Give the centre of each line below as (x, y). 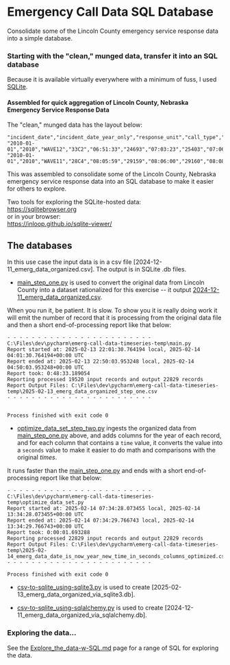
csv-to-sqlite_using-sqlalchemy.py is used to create (90, 608)
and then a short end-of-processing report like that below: (89, 325)
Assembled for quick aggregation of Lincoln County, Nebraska (98, 102)
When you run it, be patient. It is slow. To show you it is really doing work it (112, 311)
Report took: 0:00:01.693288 (49, 533)
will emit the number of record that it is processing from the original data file (114, 318)
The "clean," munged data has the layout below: (75, 125)
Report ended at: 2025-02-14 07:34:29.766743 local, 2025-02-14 (101, 521)
